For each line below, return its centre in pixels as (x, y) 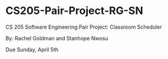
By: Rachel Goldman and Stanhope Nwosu (57, 38)
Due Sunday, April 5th (32, 49)
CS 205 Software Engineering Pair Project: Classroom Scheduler (84, 27)
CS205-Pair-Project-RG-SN (75, 11)
